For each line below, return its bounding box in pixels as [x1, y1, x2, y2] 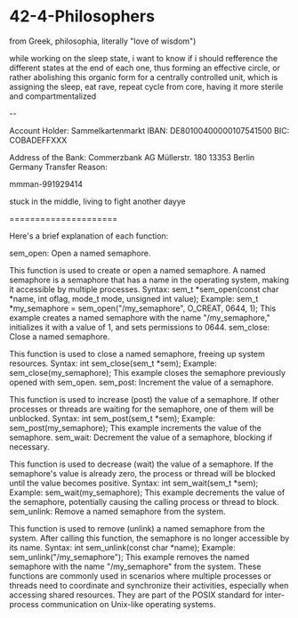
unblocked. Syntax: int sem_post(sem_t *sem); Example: [9, 412, 216, 424]
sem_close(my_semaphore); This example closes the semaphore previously [9, 367, 286, 378]
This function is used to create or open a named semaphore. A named [9, 264, 266, 275]
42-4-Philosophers [9, 6, 156, 27]
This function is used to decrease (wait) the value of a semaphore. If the [9, 459, 274, 469]
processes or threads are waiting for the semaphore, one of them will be [9, 403, 274, 414]
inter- [264, 590, 285, 600]
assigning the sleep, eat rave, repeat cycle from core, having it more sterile [9, 81, 284, 92]
